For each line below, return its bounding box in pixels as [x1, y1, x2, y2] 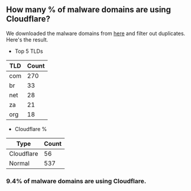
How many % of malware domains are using [6, 5, 171, 15]
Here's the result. [6, 36, 48, 43]
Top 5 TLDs [14, 47, 43, 55]
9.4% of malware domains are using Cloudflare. [6, 177, 147, 185]
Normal [9, 159, 30, 167]
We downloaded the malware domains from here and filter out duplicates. [6, 30, 186, 37]
